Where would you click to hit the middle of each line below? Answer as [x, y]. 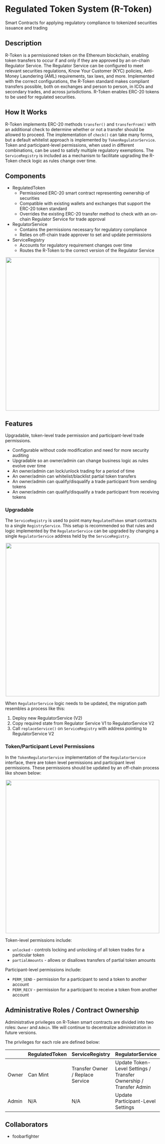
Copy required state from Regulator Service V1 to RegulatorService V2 [83, 723]
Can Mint [38, 1075]
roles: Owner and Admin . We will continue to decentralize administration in [78, 1027]
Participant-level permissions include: [43, 969]
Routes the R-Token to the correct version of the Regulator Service [87, 250]
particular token [28, 955]
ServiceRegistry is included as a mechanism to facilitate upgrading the [77, 155]
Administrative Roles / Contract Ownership [72, 1010]
